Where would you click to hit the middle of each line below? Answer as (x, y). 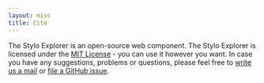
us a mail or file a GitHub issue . (58, 70)
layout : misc (30, 15)
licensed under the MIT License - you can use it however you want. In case (130, 54)
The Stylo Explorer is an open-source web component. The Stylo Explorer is (132, 45)
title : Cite (28, 23)
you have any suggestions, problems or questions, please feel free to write (130, 62)
